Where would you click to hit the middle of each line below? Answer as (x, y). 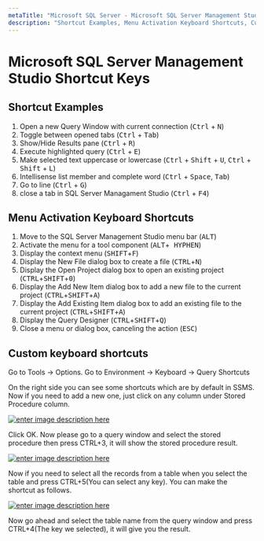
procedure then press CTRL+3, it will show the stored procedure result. (123, 443)
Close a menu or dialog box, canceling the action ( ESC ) (108, 329)
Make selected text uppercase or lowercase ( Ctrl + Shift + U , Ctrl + (135, 160)
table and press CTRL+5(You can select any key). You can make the (118, 482)
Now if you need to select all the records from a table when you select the (128, 473)
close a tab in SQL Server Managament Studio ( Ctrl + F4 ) (114, 193)
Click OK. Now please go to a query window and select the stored (115, 435)
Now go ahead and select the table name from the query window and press (130, 521)
